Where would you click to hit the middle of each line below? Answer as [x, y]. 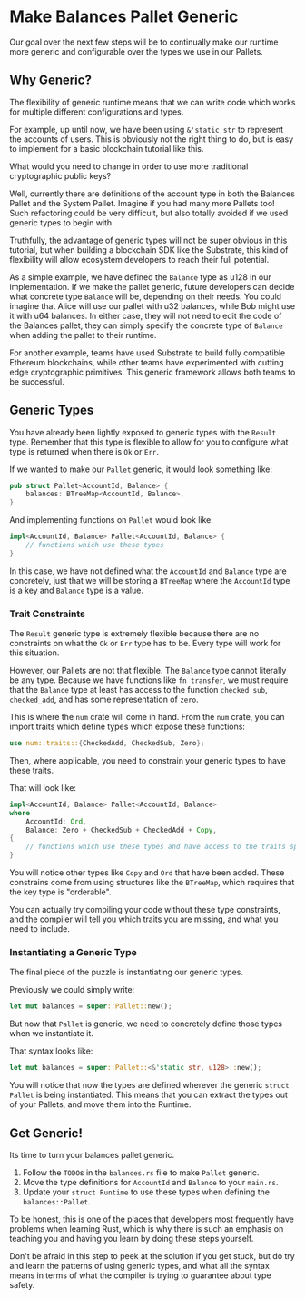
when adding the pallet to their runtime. [83, 335]
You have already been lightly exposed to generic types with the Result [143, 432]
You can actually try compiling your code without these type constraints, [145, 910]
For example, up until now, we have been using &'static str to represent [147, 129]
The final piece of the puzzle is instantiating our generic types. [126, 972]
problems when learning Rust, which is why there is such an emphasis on [147, 1228]
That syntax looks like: [51, 1051]
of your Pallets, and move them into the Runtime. [100, 1104]
